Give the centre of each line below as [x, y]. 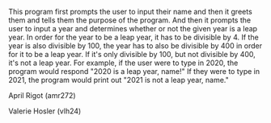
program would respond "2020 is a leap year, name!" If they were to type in [134, 71]
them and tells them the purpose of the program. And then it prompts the [130, 20]
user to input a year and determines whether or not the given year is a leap [133, 29]
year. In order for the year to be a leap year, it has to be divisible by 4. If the [133, 37]
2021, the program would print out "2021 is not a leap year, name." [119, 80]
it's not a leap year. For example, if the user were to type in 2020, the [123, 63]
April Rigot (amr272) [42, 95]
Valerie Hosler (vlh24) [45, 111]
